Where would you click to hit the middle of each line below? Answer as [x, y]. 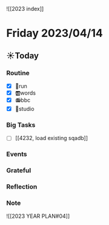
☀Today [23, 55]
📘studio [25, 109]
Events [17, 154]
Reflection [22, 187]
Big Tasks [21, 125]
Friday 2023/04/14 [54, 33]
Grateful [19, 170]
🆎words [25, 93]
